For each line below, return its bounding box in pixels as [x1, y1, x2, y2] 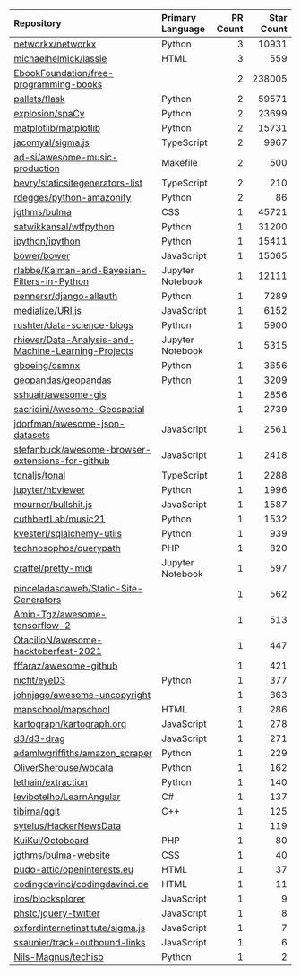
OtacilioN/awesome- [13, 634, 103, 646]
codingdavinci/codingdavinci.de [13, 878, 150, 890]
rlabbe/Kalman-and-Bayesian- [13, 264, 148, 276]
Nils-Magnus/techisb [13, 951, 105, 962]
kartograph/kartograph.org [13, 718, 127, 729]
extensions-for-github [13, 454, 110, 467]
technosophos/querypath [13, 542, 121, 554]
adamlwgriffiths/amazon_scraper [13, 747, 152, 759]
